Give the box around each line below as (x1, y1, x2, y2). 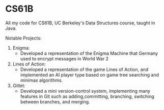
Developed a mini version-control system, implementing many (20, 88, 151, 94)
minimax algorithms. (20, 77, 63, 83)
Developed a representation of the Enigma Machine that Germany (20, 50, 158, 56)
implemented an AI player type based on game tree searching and (20, 71, 159, 78)
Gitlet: (12, 82, 25, 89)
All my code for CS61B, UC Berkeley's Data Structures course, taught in (5, 20, 155, 26)
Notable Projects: (5, 35, 42, 41)
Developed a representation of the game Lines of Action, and (20, 66, 149, 72)
